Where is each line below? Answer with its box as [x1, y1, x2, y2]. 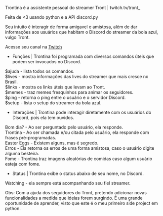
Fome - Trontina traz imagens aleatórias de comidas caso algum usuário [5, 156, 152, 162]
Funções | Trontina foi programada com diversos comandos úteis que [12, 53, 154, 59]
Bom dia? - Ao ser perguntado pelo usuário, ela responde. [5, 124, 123, 130]
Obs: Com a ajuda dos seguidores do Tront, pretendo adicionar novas [5, 190, 147, 195]
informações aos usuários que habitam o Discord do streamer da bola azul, [5, 29, 158, 35]
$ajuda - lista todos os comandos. [5, 68, 75, 74]
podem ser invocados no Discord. [12, 59, 81, 64]
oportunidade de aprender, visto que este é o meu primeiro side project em [5, 200, 158, 206]
